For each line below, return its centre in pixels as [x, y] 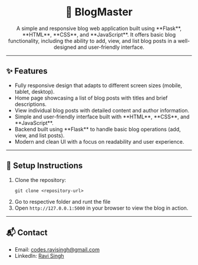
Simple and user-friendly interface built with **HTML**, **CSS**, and [102, 117]
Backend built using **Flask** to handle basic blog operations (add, [98, 129]
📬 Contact [27, 232]
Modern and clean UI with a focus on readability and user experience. [99, 141]
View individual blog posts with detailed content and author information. [102, 110]
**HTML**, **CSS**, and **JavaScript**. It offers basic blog [99, 34]
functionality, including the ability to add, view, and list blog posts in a [92, 41]
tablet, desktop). [34, 91]
